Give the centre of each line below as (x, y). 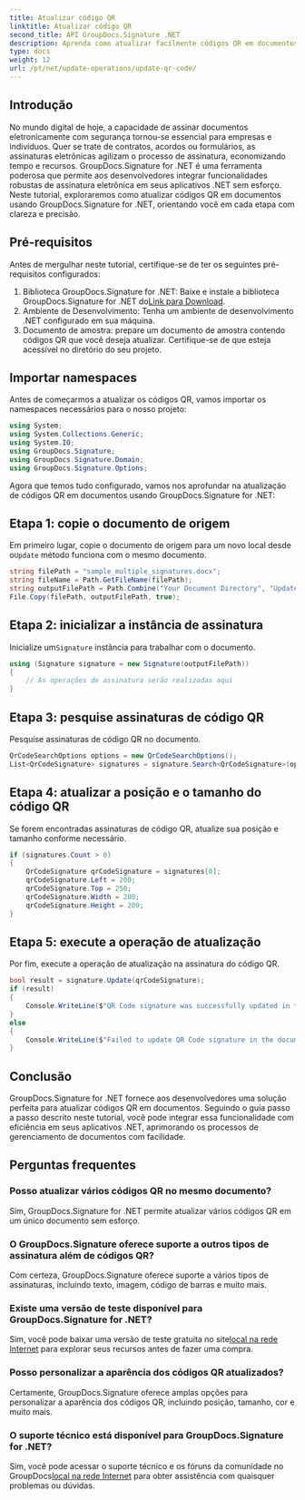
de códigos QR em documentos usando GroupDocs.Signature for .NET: (142, 495)
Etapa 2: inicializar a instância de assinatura (136, 626)
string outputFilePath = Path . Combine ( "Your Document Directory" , (138, 589)
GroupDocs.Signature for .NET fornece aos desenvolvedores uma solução (148, 1098)
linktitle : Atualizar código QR (70, 26)
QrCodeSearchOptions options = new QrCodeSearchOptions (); (123, 756)
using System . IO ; (42, 443)
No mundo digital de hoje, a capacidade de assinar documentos (129, 127)
